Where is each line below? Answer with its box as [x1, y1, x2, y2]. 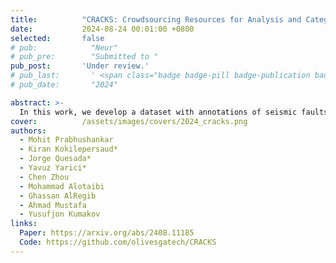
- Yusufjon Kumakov [19, 209, 101, 220]
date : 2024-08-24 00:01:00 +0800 [10, 24, 195, 34]
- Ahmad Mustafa [19, 200, 87, 210]
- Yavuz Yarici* [19, 163, 87, 173]
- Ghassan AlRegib [19, 191, 97, 201]
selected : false [10, 33, 105, 43]
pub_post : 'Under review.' [10, 61, 150, 71]
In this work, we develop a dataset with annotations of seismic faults [19, 107, 329, 117]
